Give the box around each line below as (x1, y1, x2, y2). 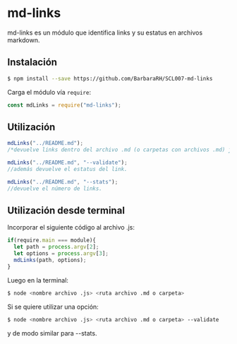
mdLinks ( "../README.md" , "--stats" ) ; (7, 178, 119, 185)
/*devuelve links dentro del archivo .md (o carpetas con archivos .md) (7, 146, 226, 153)
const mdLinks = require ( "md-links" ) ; (7, 101, 121, 109)
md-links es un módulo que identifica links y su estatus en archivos (7, 28, 203, 37)
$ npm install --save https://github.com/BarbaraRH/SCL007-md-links (7, 75, 213, 82)
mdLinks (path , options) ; (13, 256, 87, 263)
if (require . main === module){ (7, 237, 97, 244)
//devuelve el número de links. (7, 185, 102, 192)
